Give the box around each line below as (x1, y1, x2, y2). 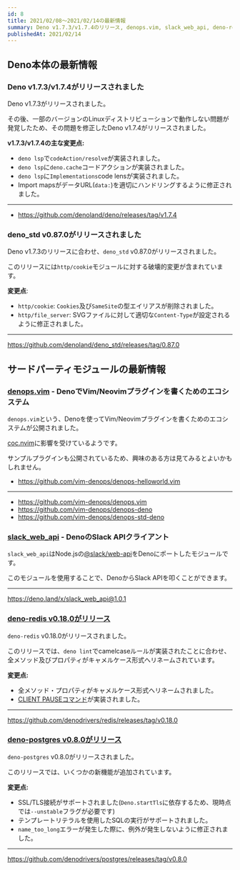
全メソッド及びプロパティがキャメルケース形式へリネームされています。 (7, 655, 219, 664)
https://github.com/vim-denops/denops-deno (17, 505, 153, 514)
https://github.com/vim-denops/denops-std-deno (17, 512, 165, 521)
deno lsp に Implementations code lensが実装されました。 (17, 171, 184, 180)
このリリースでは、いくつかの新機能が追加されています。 (7, 767, 176, 776)
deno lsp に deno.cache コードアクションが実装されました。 (17, 162, 188, 171)
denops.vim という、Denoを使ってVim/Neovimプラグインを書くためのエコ (7, 414, 223, 423)
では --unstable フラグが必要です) (17, 806, 116, 815)
